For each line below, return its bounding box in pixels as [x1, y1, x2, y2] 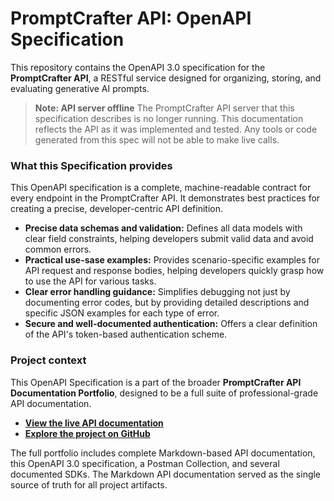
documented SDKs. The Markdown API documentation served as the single [10, 468, 322, 480]
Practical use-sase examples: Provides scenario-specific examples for [24, 254, 320, 266]
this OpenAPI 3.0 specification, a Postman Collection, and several [10, 457, 280, 469]
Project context [10, 353, 87, 367]
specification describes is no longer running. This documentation [34, 112, 304, 124]
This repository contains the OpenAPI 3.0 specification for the [10, 61, 266, 73]
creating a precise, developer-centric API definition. [10, 203, 224, 215]
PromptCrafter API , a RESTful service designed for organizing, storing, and [10, 72, 322, 84]
